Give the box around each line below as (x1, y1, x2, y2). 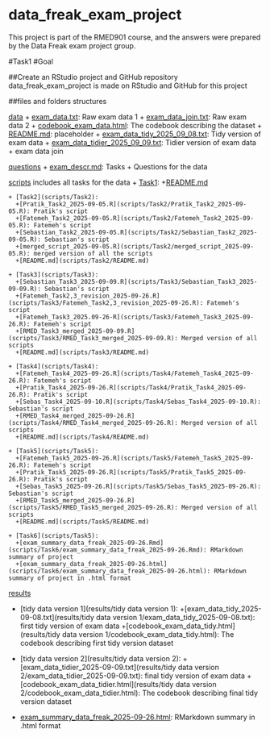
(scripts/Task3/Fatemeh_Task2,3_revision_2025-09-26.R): (8, 298, 204, 307)
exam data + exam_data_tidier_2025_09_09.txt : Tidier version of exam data (8, 137, 256, 147)
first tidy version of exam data (19, 621, 120, 631)
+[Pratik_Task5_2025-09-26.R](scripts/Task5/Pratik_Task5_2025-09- (15, 468, 247, 477)
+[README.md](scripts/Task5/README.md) (15, 518, 150, 526)
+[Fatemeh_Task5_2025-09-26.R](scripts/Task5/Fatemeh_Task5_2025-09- (15, 454, 254, 462)
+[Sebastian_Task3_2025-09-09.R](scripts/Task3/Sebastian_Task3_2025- (15, 277, 258, 285)
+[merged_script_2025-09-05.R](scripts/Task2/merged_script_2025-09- (15, 242, 254, 251)
